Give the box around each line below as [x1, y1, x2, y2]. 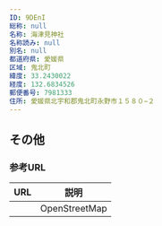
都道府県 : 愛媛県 [9, 55, 64, 64]
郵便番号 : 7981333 [9, 88, 73, 97]
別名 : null [9, 47, 47, 56]
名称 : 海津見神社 [9, 30, 64, 39]
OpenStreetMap [39, 203, 107, 215]
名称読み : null [9, 38, 61, 48]
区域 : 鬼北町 [9, 64, 51, 73]
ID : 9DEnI [9, 13, 47, 22]
